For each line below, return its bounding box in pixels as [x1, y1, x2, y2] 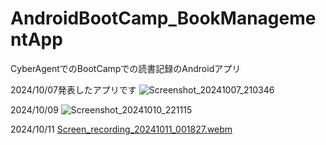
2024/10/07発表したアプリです [10, 83, 137, 96]
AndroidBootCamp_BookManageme [10, 7, 317, 30]
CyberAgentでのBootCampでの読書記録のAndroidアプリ [10, 62, 242, 74]
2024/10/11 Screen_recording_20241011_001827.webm [10, 123, 233, 135]
